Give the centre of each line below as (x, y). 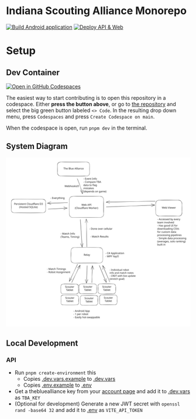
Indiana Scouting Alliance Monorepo (97, 11)
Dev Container (33, 72)
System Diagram (37, 146)
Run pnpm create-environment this (55, 373)
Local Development (42, 343)
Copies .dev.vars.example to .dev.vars (69, 379)
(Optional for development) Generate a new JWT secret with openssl (97, 404)
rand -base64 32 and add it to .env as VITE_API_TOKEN (78, 410)
